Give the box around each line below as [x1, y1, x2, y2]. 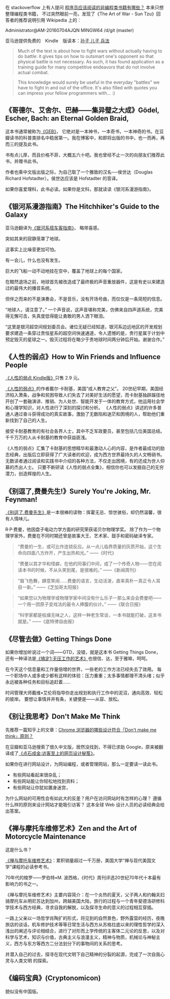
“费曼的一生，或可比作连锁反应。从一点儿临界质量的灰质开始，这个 [17, 543, 157, 549]
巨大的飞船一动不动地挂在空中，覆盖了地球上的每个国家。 [5, 268, 125, 274]
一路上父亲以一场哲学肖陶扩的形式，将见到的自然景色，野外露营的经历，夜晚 [5, 915, 165, 921]
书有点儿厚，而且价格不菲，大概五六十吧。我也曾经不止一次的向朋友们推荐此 [5, 152, 165, 158]
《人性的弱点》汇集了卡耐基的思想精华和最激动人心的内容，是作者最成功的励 [5, 445, 165, 452]
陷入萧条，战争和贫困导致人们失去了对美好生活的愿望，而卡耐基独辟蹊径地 [9, 392, 165, 398]
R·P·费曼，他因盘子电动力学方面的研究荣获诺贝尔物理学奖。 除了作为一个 [5, 527, 157, 533]
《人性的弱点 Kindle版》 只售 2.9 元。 [5, 375, 82, 381]
